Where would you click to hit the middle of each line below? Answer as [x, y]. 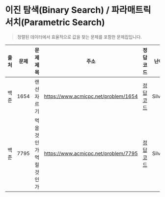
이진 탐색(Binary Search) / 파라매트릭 [78, 10]
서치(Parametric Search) [55, 22]
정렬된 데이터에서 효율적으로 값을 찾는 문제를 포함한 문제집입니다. [79, 37]
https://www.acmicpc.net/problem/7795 [91, 153]
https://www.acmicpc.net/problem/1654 [91, 96]
